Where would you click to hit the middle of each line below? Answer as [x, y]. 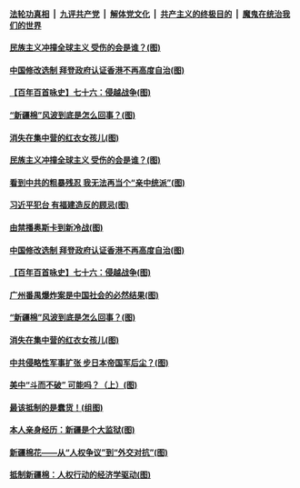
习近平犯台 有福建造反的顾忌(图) [69, 205]
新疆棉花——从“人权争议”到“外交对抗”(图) [89, 452]
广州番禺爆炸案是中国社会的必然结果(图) [84, 294]
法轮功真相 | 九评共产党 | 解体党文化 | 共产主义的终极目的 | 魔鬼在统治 [146, 14]
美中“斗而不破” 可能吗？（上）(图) [74, 385]
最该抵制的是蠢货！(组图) [56, 407]
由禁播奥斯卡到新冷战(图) [56, 227]
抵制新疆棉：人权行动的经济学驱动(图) [80, 475]
